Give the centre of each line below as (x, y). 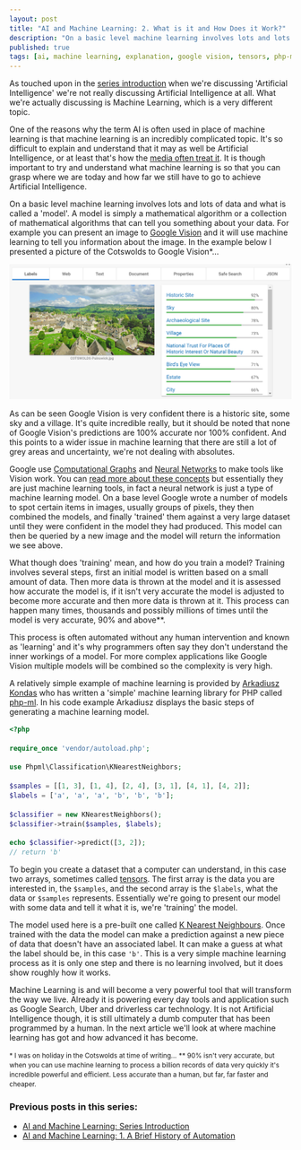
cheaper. (23, 1085)
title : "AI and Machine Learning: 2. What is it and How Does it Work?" (148, 28)
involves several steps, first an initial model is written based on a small (139, 572)
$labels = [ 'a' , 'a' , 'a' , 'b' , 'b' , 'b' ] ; (92, 795)
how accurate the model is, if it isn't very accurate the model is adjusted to (147, 591)
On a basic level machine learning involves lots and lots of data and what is (148, 204)
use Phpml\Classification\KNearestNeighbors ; (95, 767)
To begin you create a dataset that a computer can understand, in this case (148, 869)
